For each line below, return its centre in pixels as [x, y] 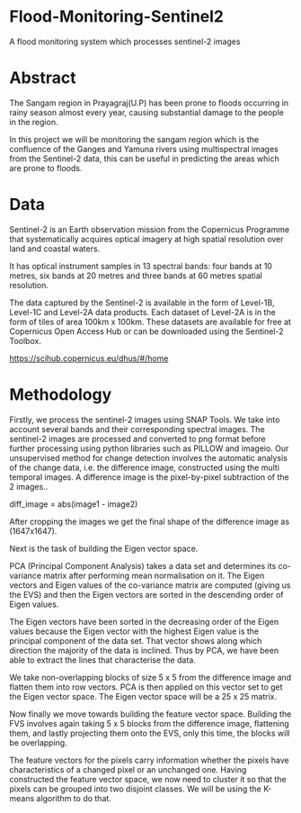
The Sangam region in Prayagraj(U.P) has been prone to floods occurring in [149, 103]
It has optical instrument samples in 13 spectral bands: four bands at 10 [141, 266]
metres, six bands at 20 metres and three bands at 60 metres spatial [136, 276]
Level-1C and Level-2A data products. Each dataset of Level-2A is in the [142, 312]
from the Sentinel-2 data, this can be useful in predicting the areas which [145, 158]
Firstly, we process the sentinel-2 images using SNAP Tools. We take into [145, 420]
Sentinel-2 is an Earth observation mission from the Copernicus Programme [150, 229]
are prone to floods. [46, 167]
